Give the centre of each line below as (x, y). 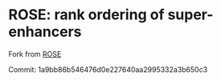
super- (190, 15)
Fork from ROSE (35, 54)
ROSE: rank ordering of (86, 15)
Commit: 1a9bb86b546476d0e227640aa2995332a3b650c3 (108, 69)
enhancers (45, 32)
